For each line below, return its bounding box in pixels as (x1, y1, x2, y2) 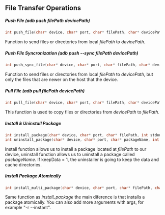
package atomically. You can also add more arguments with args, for (5, 199, 144, 205)
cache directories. (5, 161, 42, 167)
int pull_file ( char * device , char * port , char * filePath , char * (5, 100, 139, 105)
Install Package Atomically (5, 173, 61, 179)
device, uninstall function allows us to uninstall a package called (5, 151, 135, 157)
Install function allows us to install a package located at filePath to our (5, 146, 147, 152)
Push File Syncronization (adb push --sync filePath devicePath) (5, 50, 138, 56)
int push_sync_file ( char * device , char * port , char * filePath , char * (5, 62, 151, 68)
